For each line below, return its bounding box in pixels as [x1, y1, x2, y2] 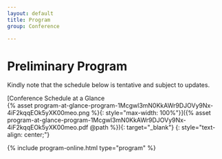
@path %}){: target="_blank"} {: [89, 123, 180, 132]
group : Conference [7, 23, 60, 29]
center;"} [23, 131, 50, 139]
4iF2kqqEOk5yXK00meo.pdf [7, 123, 89, 132]
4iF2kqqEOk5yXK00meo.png [7, 109, 90, 117]
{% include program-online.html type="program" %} [7, 144, 156, 152]
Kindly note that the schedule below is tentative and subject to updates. [7, 81, 210, 89]
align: [7, 131, 23, 139]
